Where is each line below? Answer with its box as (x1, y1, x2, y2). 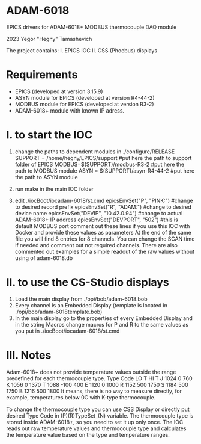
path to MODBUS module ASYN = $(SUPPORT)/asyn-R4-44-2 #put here (14, 167, 195, 174)
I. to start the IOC (6, 128, 93, 142)
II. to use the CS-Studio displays (6, 276, 169, 289)
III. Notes (6, 348, 52, 362)
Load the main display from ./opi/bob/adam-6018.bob (14, 295, 148, 303)
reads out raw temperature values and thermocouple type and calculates (6, 425, 187, 432)
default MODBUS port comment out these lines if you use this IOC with (14, 222, 190, 229)
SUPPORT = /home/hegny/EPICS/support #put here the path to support (14, 154, 192, 161)
